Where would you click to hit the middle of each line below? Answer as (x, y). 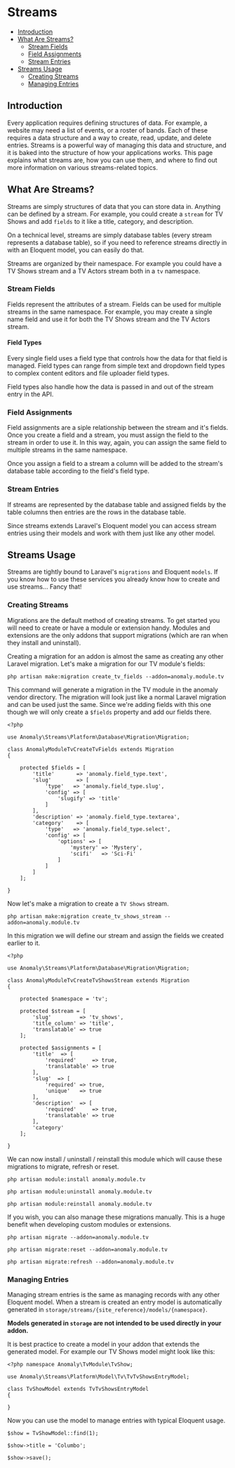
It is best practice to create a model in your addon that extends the (103, 1345)
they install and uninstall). (44, 642)
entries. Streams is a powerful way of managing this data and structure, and (117, 145)
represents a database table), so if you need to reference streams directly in (117, 242)
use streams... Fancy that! (45, 587)
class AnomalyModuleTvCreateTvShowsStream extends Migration (99, 980)
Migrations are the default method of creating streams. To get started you (114, 620)
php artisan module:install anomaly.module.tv (76, 1179)
